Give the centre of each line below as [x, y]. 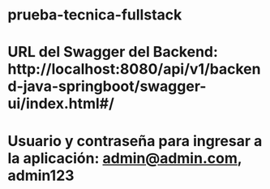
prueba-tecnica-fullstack [95, 15]
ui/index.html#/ [61, 104]
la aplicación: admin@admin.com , [125, 158]
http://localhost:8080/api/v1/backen [134, 69]
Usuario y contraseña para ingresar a [135, 141]
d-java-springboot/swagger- [107, 86]
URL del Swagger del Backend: [113, 52]
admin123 [41, 175]
